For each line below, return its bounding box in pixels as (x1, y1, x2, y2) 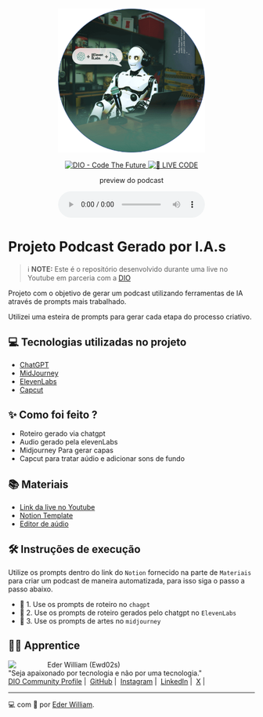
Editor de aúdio (19, 519, 69, 529)
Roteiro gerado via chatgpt (19, 429, 106, 438)
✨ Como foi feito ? (8, 408, 98, 421)
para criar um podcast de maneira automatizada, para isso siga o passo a (8, 576, 245, 585)
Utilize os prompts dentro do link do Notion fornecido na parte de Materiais (8, 567, 252, 577)
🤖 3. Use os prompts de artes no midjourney (19, 616, 161, 625)
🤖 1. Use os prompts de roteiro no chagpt (19, 599, 150, 609)
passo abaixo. (8, 584, 53, 594)
